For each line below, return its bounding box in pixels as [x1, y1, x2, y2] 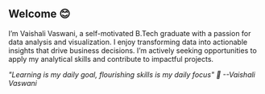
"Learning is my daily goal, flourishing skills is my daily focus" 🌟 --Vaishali [8, 69, 256, 80]
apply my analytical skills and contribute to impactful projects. [8, 54, 214, 63]
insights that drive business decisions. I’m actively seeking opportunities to [8, 45, 258, 55]
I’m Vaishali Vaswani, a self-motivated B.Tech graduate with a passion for [8, 28, 251, 38]
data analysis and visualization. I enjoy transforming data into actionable [8, 37, 248, 47]
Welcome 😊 [8, 7, 71, 21]
